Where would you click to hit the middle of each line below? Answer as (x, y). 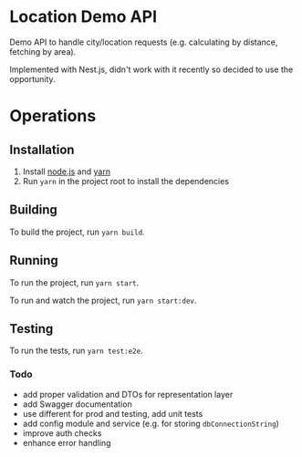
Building (33, 210)
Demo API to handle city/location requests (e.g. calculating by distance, (144, 42)
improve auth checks (62, 433)
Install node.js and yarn (67, 171)
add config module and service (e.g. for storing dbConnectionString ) (151, 423)
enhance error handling (67, 442)
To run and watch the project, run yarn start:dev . (103, 300)
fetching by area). (43, 51)
